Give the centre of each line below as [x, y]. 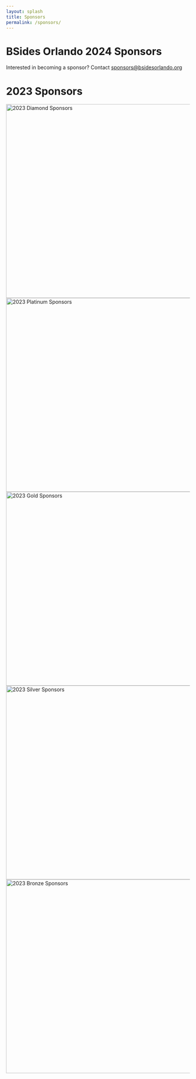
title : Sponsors [26, 17]
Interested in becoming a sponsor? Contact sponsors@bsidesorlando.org [94, 67]
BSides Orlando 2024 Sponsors [84, 51]
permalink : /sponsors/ [34, 22]
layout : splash [24, 11]
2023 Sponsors [44, 91]
